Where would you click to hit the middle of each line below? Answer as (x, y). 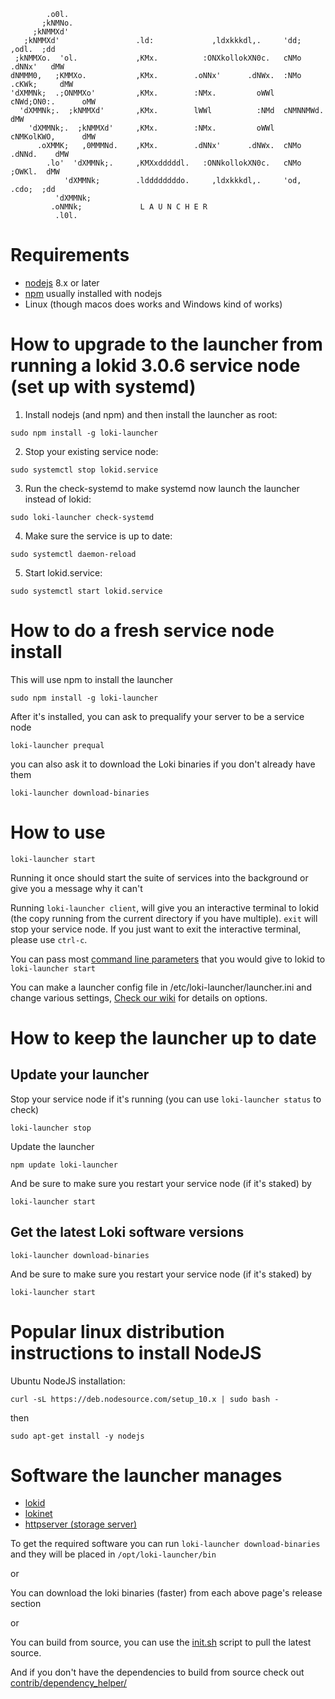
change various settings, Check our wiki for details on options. (139, 997)
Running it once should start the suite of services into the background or (159, 877)
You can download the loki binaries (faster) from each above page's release (166, 1593)
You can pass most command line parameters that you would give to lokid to (168, 959)
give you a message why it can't (76, 888)
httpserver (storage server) (81, 1524)
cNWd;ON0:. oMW (53, 102)
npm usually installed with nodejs (93, 293)
